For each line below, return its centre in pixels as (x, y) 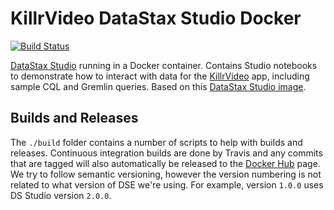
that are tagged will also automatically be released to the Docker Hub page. (165, 163)
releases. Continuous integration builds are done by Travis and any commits (166, 153)
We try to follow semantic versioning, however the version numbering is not (166, 174)
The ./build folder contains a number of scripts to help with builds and (156, 142)
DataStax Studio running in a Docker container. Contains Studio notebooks (164, 65)
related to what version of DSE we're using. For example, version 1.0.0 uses (167, 184)
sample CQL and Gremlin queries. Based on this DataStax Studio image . (158, 86)
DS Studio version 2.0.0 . (61, 195)
